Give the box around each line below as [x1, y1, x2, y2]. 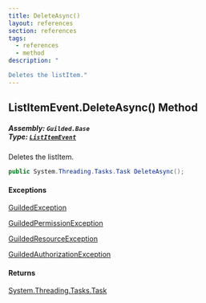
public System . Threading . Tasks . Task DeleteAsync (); [8, 168, 184, 176]
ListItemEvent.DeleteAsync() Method [8, 101, 198, 115]
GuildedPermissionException [8, 219, 103, 228]
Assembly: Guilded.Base [8, 123, 91, 133]
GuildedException [8, 203, 67, 213]
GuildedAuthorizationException [8, 250, 111, 260]
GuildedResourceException [8, 234, 99, 244]
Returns [8, 268, 36, 277]
